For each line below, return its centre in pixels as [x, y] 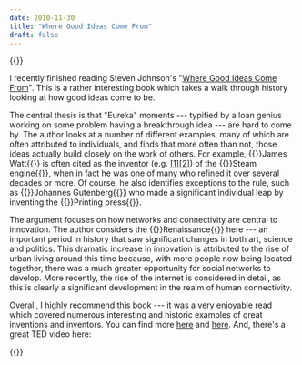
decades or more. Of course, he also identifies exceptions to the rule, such [149, 183]
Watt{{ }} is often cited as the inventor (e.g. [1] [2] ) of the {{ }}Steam [133, 164]
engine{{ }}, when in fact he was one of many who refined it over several [145, 173]
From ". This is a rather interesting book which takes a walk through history [149, 88]
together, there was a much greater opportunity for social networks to [140, 269]
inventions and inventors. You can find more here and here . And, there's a [148, 325]
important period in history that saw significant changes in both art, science [151, 239]
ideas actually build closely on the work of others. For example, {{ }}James [148, 154]
